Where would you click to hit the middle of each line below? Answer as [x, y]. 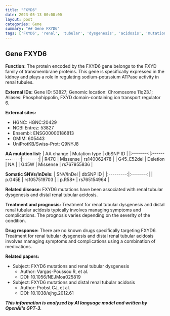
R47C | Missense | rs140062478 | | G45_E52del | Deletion [105, 159]
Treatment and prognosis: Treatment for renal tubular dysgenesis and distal [85, 204]
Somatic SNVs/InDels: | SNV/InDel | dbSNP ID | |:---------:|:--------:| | [79, 174]
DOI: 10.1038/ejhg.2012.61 [47, 293]
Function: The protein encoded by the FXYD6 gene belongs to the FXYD [81, 66]
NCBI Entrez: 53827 [33, 127]
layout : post [19, 19]
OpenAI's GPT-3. [24, 308]
